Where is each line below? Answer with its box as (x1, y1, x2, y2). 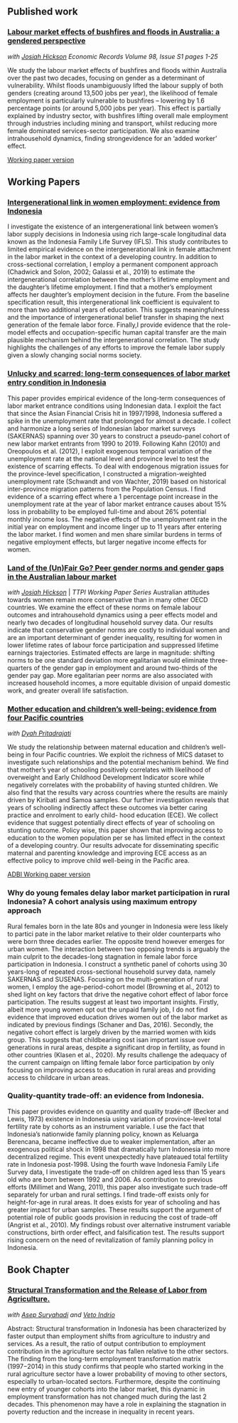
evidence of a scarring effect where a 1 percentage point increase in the (7, 492, 219, 500)
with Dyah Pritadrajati (7, 729, 72, 737)
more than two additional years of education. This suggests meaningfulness (7, 305, 229, 314)
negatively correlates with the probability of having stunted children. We (7, 781, 219, 789)
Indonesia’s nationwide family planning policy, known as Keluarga (7, 1130, 199, 1138)
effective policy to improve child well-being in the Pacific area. (7, 856, 190, 865)
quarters (7, 663, 33, 672)
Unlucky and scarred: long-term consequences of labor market (7, 369, 231, 379)
